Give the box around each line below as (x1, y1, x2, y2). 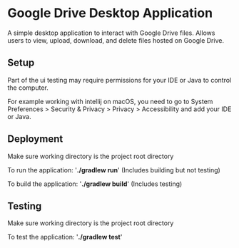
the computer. (7, 83, 49, 92)
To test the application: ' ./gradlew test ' (7, 233, 123, 242)
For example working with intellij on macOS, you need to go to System (7, 97, 213, 105)
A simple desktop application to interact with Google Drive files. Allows (7, 29, 215, 37)
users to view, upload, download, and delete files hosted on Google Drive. (7, 36, 225, 44)
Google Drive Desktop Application (7, 5, 213, 21)
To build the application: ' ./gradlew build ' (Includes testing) (7, 180, 183, 188)
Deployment (7, 133, 63, 145)
